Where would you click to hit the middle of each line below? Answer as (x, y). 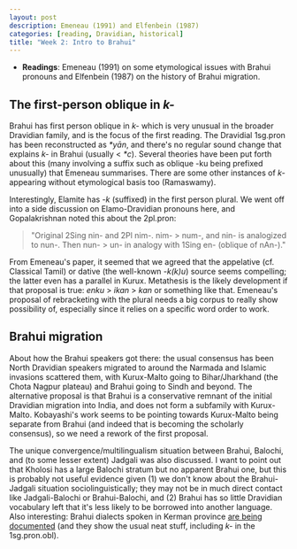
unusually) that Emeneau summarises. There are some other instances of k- (147, 173)
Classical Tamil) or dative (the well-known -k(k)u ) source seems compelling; (148, 272)
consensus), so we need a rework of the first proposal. (109, 433)
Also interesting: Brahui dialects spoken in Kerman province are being (136, 516)
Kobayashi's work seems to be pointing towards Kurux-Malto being (156, 414)
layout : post (33, 17)
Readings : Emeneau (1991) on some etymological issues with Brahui (146, 67)
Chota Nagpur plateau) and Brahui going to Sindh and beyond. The (131, 386)
